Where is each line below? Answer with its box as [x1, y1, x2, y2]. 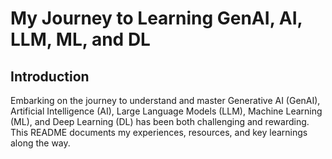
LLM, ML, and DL [10, 28, 151, 51]
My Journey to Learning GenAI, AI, [10, 7, 303, 30]
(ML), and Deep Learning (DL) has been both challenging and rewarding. [10, 116, 310, 127]
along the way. [10, 137, 71, 149]
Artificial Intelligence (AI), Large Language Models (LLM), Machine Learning [10, 105, 323, 117]
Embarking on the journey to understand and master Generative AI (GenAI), [10, 95, 321, 106]
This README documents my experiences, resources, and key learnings [10, 127, 308, 138]
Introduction [10, 68, 90, 85]
